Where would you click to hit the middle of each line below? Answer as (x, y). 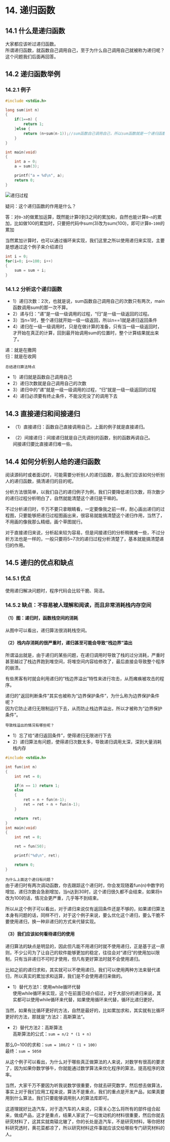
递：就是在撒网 (21, 350)
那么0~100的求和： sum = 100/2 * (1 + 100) (51, 1044)
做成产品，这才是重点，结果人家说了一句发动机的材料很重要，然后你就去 (89, 1115)
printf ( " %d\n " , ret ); (37, 855)
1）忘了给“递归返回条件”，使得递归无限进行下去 (62, 735)
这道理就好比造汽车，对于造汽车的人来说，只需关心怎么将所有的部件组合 (80, 1108)
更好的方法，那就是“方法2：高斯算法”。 (46, 1017)
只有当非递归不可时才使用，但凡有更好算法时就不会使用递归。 (78, 959)
